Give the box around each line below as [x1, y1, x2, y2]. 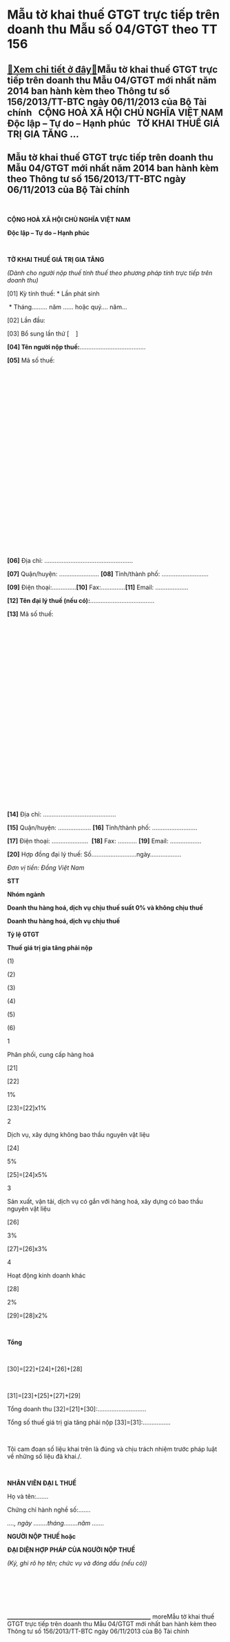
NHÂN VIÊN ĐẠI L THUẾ [7, 1479, 77, 1488]
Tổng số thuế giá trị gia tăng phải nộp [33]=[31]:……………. [7, 1418, 171, 1426]
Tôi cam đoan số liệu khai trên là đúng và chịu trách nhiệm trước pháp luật [7, 1445, 218, 1453]
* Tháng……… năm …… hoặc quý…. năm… [8, 303, 127, 311]
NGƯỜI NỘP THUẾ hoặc [7, 1532, 76, 1541]
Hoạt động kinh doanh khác [7, 1271, 86, 1280]
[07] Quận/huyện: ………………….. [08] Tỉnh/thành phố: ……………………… [7, 570, 209, 578]
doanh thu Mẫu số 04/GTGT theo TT [7, 21, 218, 37]
